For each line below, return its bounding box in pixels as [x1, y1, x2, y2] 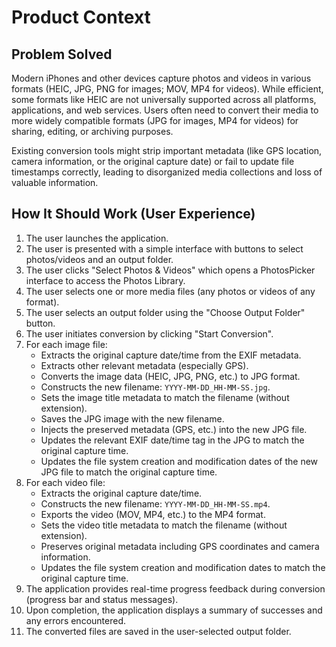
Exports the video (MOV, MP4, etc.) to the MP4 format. [40, 508, 266, 520]
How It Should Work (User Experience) [11, 206, 256, 223]
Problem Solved [11, 46, 113, 63]
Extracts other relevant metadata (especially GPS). [40, 359, 249, 371]
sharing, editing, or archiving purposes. [11, 126, 174, 137]
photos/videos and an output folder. [25, 253, 174, 265]
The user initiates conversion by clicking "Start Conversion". [25, 327, 274, 340]
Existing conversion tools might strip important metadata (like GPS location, [11, 145, 323, 156]
